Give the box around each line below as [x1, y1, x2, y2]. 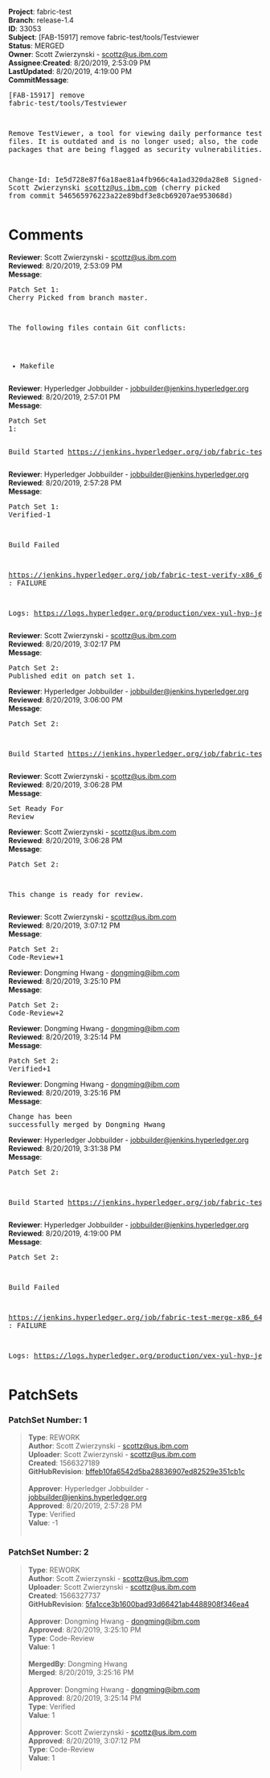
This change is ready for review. [8, 890, 145, 899]
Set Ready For [8, 804, 64, 813]
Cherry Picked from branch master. [8, 293, 149, 302]
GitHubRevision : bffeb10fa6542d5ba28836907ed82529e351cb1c [27, 1467, 245, 1477]
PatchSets [8, 1386, 79, 1404]
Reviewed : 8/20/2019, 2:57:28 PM [8, 477, 122, 487]
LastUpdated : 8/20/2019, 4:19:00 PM [8, 67, 133, 76]
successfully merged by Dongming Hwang [8, 1120, 166, 1129]
